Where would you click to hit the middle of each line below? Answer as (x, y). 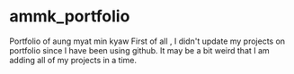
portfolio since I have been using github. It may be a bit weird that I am (139, 50)
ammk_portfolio (70, 16)
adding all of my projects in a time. (73, 60)
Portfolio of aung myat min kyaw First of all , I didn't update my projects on (147, 41)
